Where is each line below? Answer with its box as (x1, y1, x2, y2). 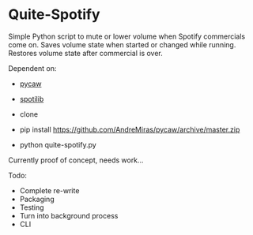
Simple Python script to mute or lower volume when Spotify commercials (8, 32, 246, 41)
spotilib (19, 94, 44, 103)
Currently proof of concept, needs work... (8, 155, 144, 165)
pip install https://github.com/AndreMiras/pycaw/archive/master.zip (19, 125, 240, 134)
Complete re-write (19, 185, 80, 195)
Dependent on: (8, 63, 57, 73)
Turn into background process (19, 211, 119, 220)
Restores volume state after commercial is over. (8, 48, 164, 58)
